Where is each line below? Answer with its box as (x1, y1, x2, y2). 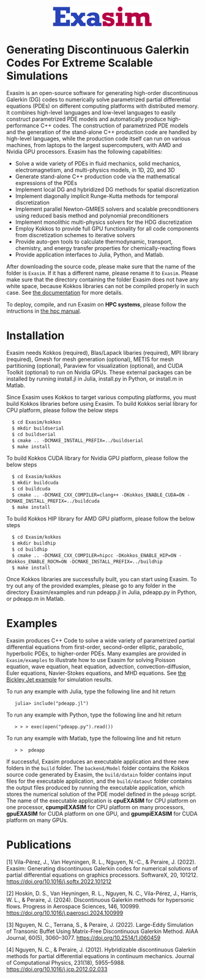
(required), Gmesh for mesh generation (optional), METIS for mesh (6, 356, 174, 363)
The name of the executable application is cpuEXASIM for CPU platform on (6, 797, 197, 804)
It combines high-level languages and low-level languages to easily (6, 109, 176, 116)
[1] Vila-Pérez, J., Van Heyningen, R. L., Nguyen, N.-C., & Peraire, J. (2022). (6, 858, 196, 866)
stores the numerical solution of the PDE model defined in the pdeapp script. (6, 790, 197, 798)
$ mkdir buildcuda (12, 479, 59, 486)
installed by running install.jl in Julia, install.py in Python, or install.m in (6, 375, 184, 383)
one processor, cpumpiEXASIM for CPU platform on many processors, (6, 803, 185, 810)
